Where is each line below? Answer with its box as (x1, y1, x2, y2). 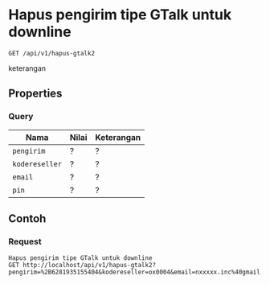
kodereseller (12, 159, 63, 168)
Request (8, 236, 42, 247)
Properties (8, 87, 63, 101)
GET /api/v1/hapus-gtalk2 (8, 49, 95, 57)
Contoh (8, 212, 47, 226)
